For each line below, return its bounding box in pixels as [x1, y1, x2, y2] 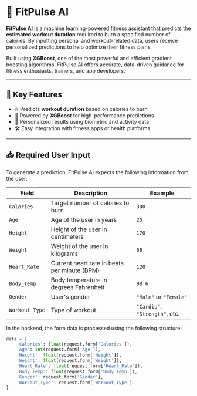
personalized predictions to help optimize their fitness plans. [6, 43, 152, 50]
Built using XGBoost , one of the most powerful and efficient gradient [6, 55, 172, 62]
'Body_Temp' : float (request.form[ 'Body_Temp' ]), [16, 368, 138, 374]
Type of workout [50, 306, 97, 314]
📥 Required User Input [6, 150, 91, 160]
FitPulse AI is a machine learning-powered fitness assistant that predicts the [6, 25, 191, 32]
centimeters [50, 232, 84, 241]
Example [150, 189, 175, 197]
